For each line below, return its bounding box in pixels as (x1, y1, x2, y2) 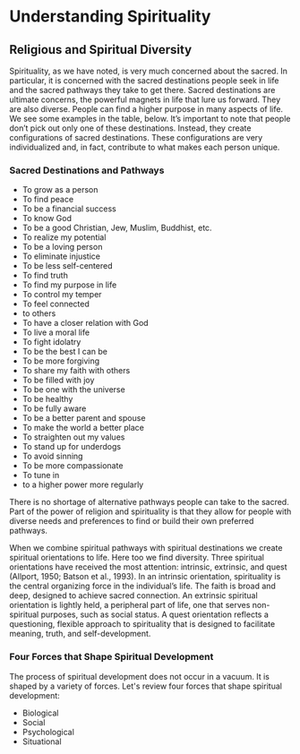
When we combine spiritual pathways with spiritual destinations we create (9, 543, 283, 553)
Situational (21, 736, 62, 747)
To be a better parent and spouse (21, 413, 146, 424)
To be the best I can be (21, 347, 107, 357)
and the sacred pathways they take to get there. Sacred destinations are (9, 85, 276, 95)
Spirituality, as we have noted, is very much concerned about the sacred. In (9, 65, 288, 76)
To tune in (21, 470, 60, 481)
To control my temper (21, 289, 102, 300)
